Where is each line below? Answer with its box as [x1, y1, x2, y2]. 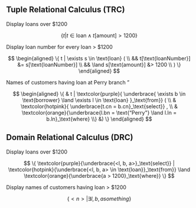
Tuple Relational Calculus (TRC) [6, 5, 125, 15]
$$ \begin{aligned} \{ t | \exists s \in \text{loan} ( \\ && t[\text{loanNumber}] [8, 54, 191, 61]
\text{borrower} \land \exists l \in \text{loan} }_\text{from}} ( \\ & [22, 96, 177, 103]
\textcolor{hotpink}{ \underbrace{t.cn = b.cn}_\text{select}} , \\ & [20, 103, 178, 110]
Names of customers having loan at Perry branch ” [6, 79, 130, 86]
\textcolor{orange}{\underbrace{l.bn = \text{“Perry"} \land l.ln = [21, 109, 177, 116]
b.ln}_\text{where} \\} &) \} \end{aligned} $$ [46, 115, 152, 122]
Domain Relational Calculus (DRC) [6, 132, 133, 142]
